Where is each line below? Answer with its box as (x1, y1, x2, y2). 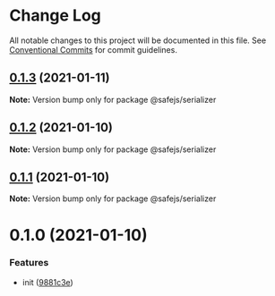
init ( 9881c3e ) (21, 276, 73, 287)
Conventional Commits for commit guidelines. (9, 44, 177, 55)
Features (9, 257, 49, 269)
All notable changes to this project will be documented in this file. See (9, 35, 267, 46)
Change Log (9, 5, 101, 26)
